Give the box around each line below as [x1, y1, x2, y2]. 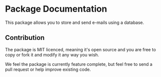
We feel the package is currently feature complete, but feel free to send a [5, 61, 153, 67]
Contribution [5, 34, 45, 42]
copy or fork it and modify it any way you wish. [5, 52, 99, 58]
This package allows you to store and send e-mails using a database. [5, 19, 144, 25]
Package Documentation [5, 3, 107, 15]
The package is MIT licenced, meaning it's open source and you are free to [5, 46, 156, 52]
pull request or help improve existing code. [5, 66, 91, 72]
